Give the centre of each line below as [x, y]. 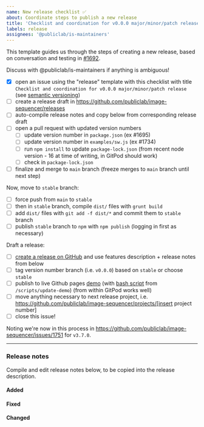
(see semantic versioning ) [48, 95]
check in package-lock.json [59, 162]
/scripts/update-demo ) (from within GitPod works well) [83, 290]
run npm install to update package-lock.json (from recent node [104, 149]
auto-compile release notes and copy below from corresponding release [106, 115]
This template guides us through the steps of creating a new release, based [101, 52]
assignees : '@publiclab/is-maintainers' [58, 35]
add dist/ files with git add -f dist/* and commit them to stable [98, 213]
